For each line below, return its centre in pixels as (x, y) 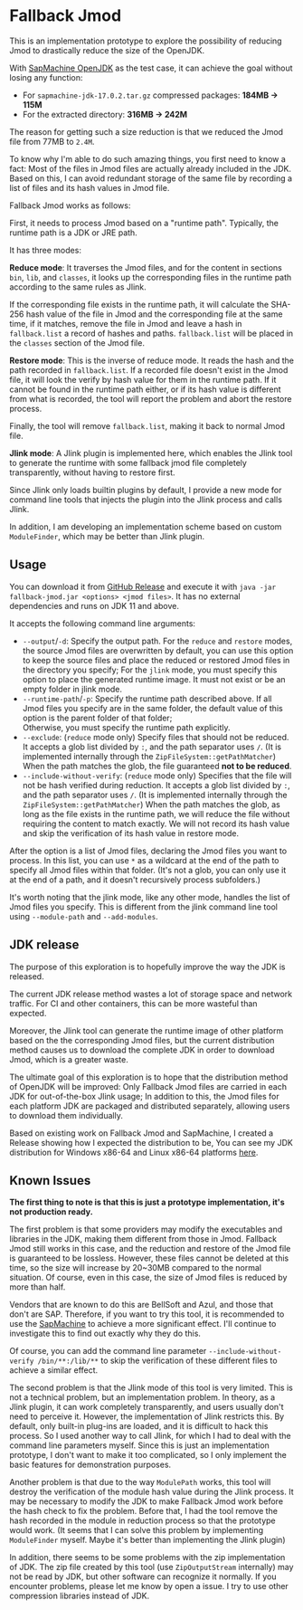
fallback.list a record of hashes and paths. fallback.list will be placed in (151, 333)
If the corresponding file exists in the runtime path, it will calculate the (139, 304)
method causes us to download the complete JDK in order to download (142, 1050)
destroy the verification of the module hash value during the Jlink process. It (151, 1492)
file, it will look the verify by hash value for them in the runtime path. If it (143, 379)
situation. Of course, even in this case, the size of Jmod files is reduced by (148, 1278)
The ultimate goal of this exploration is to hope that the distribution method (149, 1077)
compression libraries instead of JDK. (80, 1596)
